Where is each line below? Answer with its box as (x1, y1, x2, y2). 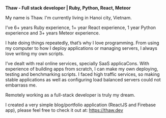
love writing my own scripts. (5, 51, 65, 56)
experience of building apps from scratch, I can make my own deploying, (5, 66, 158, 72)
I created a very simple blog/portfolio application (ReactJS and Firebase (5, 102, 156, 108)
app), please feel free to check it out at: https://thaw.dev (5, 107, 123, 113)
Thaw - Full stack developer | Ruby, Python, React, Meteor (5, 5, 131, 11)
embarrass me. (5, 82, 37, 88)
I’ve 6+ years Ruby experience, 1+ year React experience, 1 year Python (5, 24, 156, 31)
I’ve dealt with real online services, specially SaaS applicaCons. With (5, 61, 149, 66)
